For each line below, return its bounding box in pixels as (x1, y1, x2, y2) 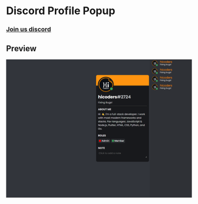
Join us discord (6, 25, 51, 34)
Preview (6, 43, 37, 54)
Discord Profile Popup (6, 4, 115, 18)
